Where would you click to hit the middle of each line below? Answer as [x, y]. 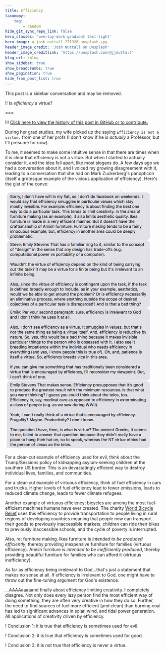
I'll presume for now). [27, 142]
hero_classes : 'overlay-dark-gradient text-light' [58, 37]
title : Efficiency [24, 10]
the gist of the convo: [27, 184]
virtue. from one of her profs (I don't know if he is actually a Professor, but [82, 137]
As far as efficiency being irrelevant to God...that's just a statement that [78, 570]
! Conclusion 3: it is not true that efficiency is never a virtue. [66, 645]
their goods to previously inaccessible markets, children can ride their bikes [82, 524]
